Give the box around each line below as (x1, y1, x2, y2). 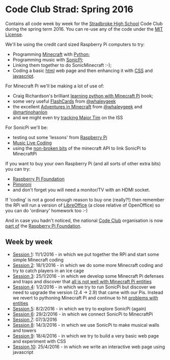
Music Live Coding (12, 140, 52, 146)
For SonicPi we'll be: (5, 124, 48, 130)
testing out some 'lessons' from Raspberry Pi (12, 134, 108, 140)
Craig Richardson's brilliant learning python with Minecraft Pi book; (12, 93, 154, 99)
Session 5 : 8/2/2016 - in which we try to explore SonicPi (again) (12, 305, 147, 311)
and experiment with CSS (12, 338, 66, 344)
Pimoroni (12, 181, 32, 187)
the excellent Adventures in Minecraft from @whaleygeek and (12, 103, 143, 109)
